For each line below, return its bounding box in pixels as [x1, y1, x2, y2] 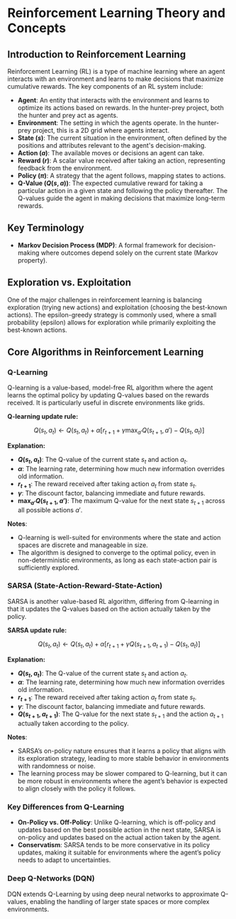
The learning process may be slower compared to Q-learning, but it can [17, 769, 227, 778]
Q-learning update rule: [7, 412, 79, 421]
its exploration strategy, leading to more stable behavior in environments [17, 754, 229, 762]
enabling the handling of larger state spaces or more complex [29, 897, 210, 906]
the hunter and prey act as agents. [17, 111, 118, 119]
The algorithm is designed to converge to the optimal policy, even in [17, 548, 216, 556]
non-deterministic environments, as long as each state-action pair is [17, 556, 218, 564]
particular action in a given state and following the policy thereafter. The [17, 187, 228, 194]
